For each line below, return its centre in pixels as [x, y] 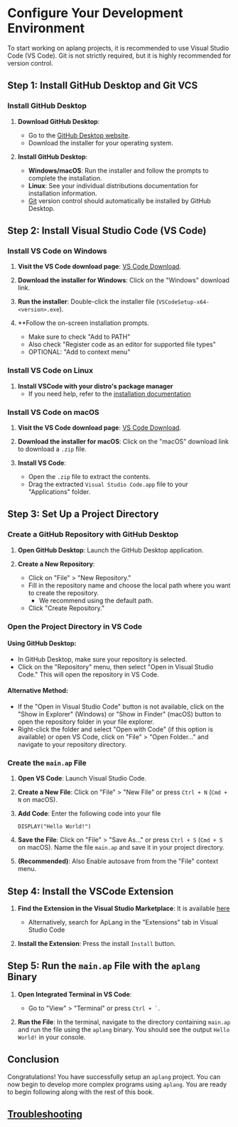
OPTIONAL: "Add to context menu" [79, 352]
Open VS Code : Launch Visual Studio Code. [82, 778]
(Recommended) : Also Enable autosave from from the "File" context [118, 861]
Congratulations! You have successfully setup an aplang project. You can [114, 1076]
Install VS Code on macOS [53, 412]
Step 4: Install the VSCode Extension [91, 891]
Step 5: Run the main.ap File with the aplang [104, 966]
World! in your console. [52, 1037]
